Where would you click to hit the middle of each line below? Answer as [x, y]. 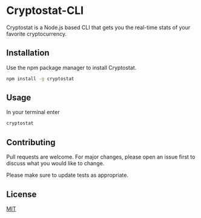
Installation [28, 53]
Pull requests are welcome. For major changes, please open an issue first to [101, 157]
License [21, 194]
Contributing [31, 142]
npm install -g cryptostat [40, 79]
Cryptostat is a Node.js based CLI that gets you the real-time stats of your [98, 27]
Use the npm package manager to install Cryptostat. [71, 67]
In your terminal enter [33, 112]
